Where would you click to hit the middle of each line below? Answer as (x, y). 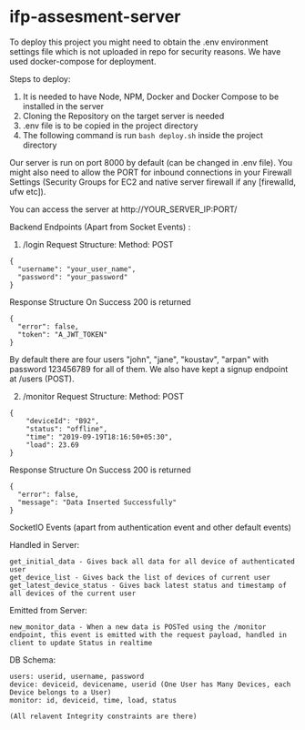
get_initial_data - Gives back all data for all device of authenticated (152, 562)
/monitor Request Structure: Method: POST (103, 396)
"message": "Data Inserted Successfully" (97, 502)
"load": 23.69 (52, 445)
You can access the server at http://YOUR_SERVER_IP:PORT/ (123, 209)
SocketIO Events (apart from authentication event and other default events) (150, 527)
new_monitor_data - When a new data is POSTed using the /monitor (138, 627)
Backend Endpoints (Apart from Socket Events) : (100, 227)
